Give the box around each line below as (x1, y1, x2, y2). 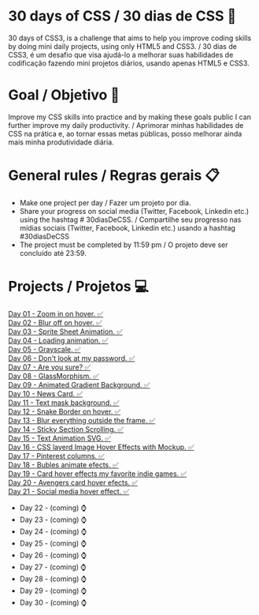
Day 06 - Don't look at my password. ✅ (8, 353, 135, 362)
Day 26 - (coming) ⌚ (19, 550, 87, 560)
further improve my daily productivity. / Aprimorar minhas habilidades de (8, 120, 244, 129)
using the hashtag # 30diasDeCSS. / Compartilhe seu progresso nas (19, 215, 242, 224)
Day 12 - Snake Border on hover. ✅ (8, 407, 121, 416)
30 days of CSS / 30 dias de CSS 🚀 (8, 7, 237, 25)
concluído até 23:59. (19, 248, 87, 257)
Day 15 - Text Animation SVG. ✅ (8, 433, 112, 443)
